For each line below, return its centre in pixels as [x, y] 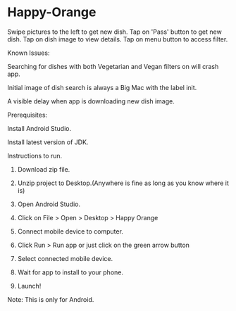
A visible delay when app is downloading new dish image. [91, 101]
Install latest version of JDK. [48, 142]
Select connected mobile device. [65, 258]
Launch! [29, 286]
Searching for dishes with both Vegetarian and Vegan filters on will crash [113, 66]
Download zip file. [44, 169]
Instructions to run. [35, 155]
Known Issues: [29, 53]
